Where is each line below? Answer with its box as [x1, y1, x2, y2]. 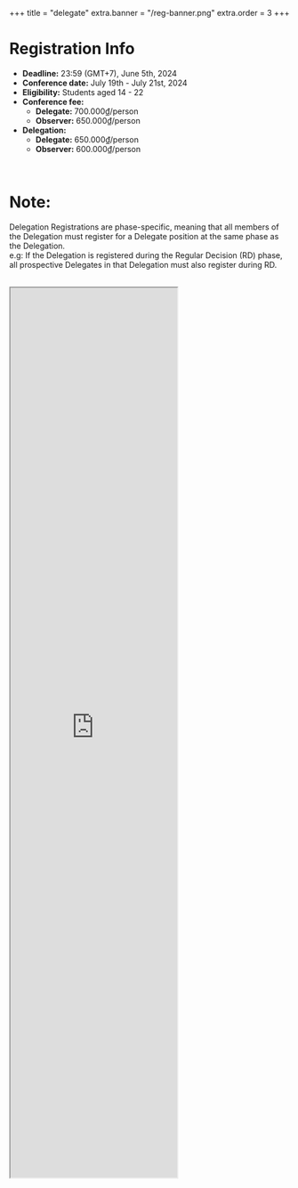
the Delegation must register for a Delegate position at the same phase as [9, 230, 279, 241]
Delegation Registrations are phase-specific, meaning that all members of [9, 222, 279, 232]
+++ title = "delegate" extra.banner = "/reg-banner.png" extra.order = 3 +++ [9, 8, 290, 18]
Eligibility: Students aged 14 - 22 [21, 86, 144, 97]
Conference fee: [21, 96, 85, 107]
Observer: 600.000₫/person [35, 143, 141, 154]
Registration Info [9, 39, 135, 59]
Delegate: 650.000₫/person [35, 133, 140, 145]
